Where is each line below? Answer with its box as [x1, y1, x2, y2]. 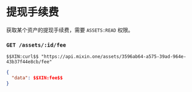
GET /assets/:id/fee [6, 41, 67, 48]
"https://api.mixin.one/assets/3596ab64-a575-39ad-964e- [41, 54, 187, 60]
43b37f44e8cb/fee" [6, 59, 52, 65]
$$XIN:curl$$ [6, 54, 39, 60]
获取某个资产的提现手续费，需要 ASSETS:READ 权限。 [6, 26, 134, 33]
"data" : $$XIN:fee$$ [11, 75, 63, 81]
